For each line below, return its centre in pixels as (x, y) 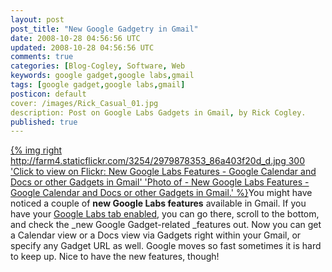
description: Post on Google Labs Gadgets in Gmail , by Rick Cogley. (158, 112)
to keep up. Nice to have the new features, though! (115, 257)
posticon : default (48, 94)
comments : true (42, 57)
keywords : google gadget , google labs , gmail (102, 76)
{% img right (36, 150)
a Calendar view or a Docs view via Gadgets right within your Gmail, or (156, 235)
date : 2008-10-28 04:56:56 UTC (75, 38)
